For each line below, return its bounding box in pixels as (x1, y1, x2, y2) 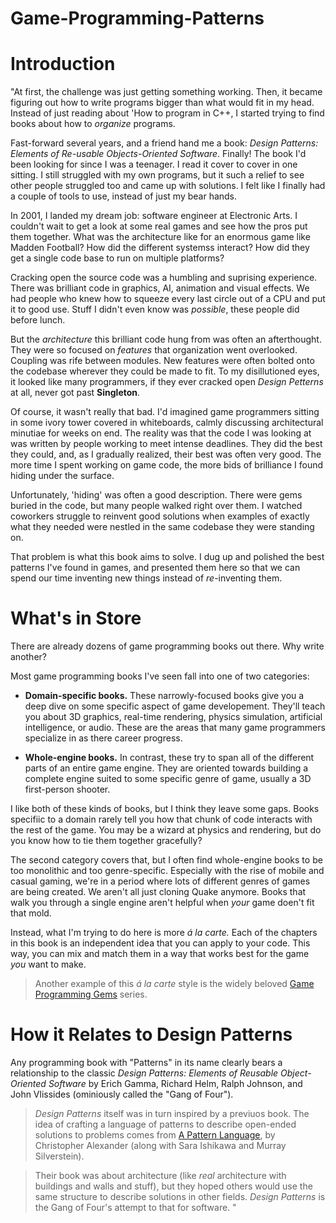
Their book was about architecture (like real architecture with (34, 1170, 287, 1181)
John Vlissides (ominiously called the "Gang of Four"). (10, 1088, 234, 1100)
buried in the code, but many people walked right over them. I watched (10, 500, 303, 512)
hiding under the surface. (10, 470, 115, 482)
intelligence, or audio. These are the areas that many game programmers (24, 722, 326, 734)
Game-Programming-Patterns (10, 7, 265, 30)
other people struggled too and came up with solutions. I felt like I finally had (10, 180, 326, 192)
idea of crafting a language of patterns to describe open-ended (34, 1118, 297, 1130)
